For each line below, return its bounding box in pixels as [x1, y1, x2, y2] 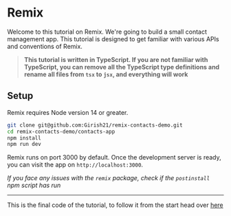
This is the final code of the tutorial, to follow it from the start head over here [7, 201, 223, 209]
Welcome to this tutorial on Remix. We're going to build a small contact [7, 28, 208, 36]
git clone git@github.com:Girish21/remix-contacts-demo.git [7, 122, 184, 129]
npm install [7, 134, 41, 142]
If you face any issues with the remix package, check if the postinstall [7, 174, 210, 182]
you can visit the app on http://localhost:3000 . [7, 160, 143, 169]
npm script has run [7, 181, 61, 190]
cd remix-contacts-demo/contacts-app [7, 128, 115, 135]
